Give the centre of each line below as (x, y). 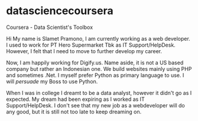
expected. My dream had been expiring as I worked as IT (75, 99)
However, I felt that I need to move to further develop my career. (84, 51)
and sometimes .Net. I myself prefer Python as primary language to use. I (95, 75)
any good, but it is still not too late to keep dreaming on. (74, 112)
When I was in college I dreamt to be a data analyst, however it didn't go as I (99, 93)
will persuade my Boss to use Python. (52, 81)
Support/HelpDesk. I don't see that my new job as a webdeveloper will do (95, 105)
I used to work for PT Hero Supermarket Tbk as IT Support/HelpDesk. (91, 45)
